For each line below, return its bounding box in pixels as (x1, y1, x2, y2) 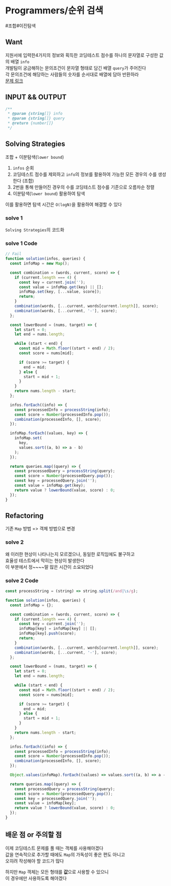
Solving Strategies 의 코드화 (5, 226, 65, 233)
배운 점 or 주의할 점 (5, 831, 62, 839)
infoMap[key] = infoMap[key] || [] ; (18, 626, 97, 631)
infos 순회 (12, 164, 34, 171)
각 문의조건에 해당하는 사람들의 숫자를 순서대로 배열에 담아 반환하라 (5, 71, 139, 77)
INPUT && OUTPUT (5, 93, 67, 101)
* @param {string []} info (7, 111, 63, 116)
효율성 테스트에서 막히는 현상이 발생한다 (5, 557, 85, 564)
